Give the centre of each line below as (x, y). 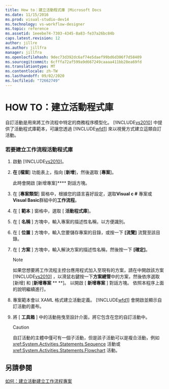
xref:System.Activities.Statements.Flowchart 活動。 (66, 350)
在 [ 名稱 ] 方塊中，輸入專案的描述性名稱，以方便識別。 (70, 222)
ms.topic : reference (27, 29)
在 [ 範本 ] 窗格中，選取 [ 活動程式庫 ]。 (53, 210)
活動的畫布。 (30, 306)
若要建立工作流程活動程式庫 (39, 149)
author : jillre (21, 43)
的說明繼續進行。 (30, 289)
